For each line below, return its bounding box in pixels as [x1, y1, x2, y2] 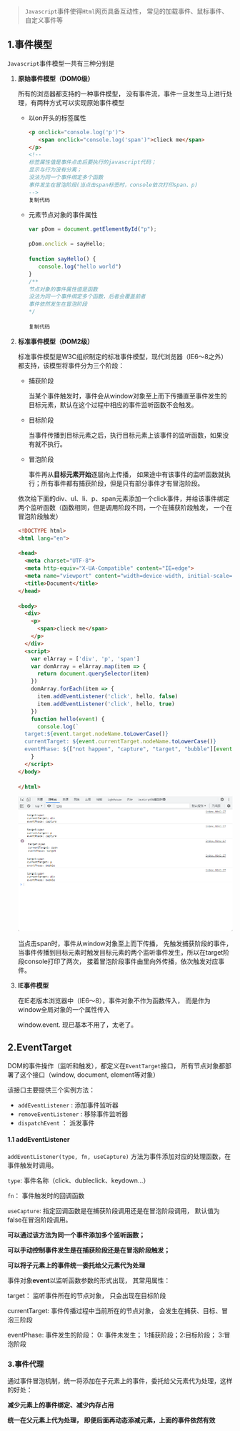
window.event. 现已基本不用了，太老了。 [17, 1020, 138, 1029]
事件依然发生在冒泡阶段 [28, 301, 88, 308]
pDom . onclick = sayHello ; [28, 241, 106, 248]
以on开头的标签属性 [28, 114, 87, 122]
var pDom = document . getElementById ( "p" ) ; [28, 225, 157, 233]
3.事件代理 [7, 1359, 44, 1369]
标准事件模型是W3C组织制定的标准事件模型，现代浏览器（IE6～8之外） [17, 352, 227, 361]
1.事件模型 [7, 39, 53, 51]
